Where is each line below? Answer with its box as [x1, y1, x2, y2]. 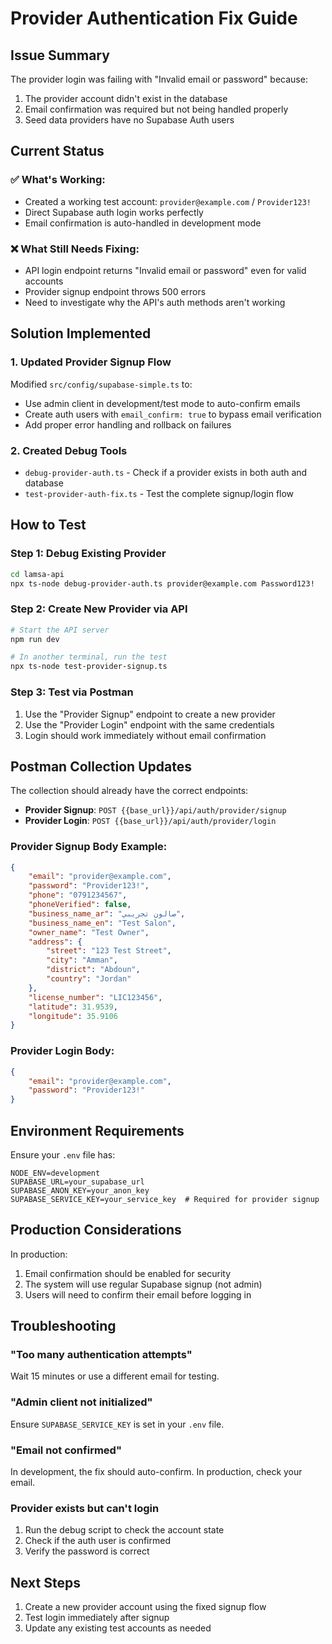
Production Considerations [10, 1222, 182, 1239]
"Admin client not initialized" [10, 1395, 153, 1409]
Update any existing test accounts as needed [24, 1622, 212, 1634]
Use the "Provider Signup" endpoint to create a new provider [24, 708, 276, 720]
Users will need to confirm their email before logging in [24, 1288, 252, 1301]
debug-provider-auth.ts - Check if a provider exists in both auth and [24, 466, 308, 478]
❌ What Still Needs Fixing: [10, 242, 140, 256]
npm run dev [10, 634, 60, 644]
